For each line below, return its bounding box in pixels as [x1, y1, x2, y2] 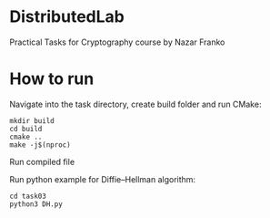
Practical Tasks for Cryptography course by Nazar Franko [9, 36, 225, 47]
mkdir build [9, 116, 55, 125]
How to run [9, 68, 95, 89]
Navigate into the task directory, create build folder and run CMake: [9, 99, 262, 109]
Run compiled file [9, 156, 75, 167]
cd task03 [9, 192, 47, 201]
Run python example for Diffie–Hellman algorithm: [9, 173, 196, 184]
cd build [9, 124, 43, 133]
